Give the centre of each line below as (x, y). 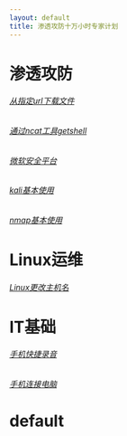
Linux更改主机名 (39, 287)
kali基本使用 (32, 190)
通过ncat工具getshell (48, 130)
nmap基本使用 (36, 220)
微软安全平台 (33, 160)
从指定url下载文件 (42, 101)
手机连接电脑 (33, 384)
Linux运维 (46, 260)
